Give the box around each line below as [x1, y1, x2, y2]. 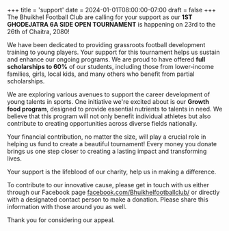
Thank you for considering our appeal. [7, 216, 115, 224]
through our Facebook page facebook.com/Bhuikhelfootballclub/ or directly [7, 188, 220, 196]
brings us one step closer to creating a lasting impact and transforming [7, 147, 207, 155]
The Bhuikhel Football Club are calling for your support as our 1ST [7, 13, 193, 21]
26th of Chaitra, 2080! [7, 27, 70, 36]
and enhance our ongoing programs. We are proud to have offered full [7, 55, 206, 64]
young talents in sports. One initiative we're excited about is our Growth [7, 98, 210, 105]
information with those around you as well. [7, 203, 127, 210]
